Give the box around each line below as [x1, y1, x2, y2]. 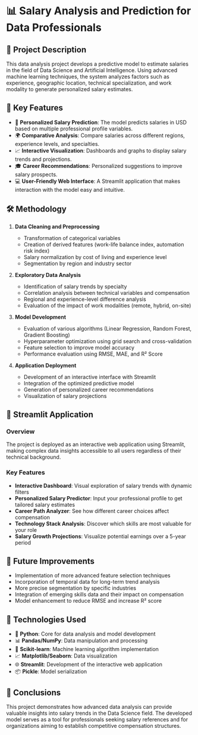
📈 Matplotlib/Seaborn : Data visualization [14, 652, 118, 659]
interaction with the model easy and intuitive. [14, 186, 125, 193]
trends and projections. [14, 155, 73, 163]
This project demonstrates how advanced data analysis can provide [6, 703, 172, 711]
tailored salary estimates [14, 501, 76, 508]
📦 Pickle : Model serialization [14, 668, 87, 675]
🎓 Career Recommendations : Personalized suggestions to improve [14, 162, 183, 169]
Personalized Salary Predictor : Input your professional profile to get [14, 494, 183, 502]
